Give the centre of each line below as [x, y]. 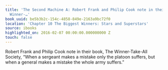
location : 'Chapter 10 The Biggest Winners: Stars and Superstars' [77, 24]
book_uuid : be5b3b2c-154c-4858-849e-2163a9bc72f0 [58, 19]
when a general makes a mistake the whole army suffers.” [65, 62]
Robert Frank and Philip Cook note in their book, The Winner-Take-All [76, 51]
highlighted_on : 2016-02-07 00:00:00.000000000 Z [58, 33]
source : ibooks [21, 28]
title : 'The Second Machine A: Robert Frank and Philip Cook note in [79, 10]
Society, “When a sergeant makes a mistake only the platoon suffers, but [80, 57]
